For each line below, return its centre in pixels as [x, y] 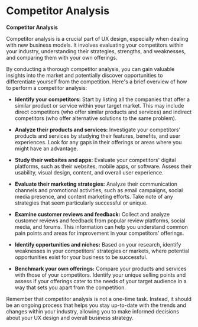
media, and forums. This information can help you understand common [101, 226]
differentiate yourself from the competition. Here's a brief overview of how [97, 82]
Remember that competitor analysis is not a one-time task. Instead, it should [99, 299]
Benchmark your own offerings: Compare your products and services [101, 268]
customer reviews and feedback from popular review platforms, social [100, 221]
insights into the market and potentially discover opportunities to [85, 75]
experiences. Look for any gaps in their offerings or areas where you [98, 142]
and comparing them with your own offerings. [62, 57]
